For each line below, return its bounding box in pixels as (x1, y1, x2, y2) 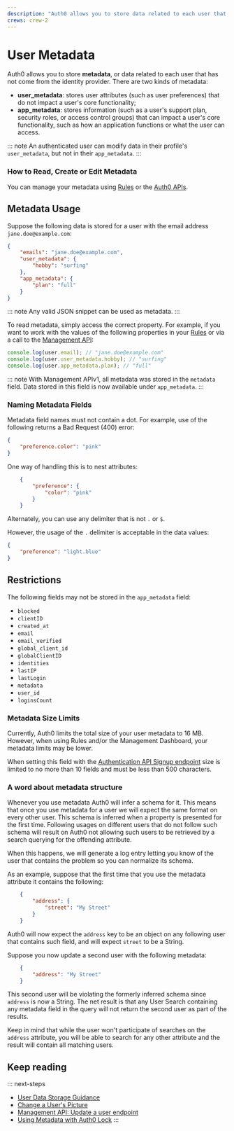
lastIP (17, 667, 37, 674)
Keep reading (7, 1061, 67, 1073)
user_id (17, 689, 40, 697)
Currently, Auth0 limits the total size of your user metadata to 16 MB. (7, 729, 204, 737)
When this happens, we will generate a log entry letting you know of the (7, 849, 214, 858)
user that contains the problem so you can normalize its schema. (7, 856, 193, 865)
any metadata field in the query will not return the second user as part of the (7, 1005, 227, 1013)
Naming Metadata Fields (7, 400, 92, 410)
